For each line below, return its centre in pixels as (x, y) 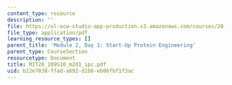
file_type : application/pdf (48, 33)
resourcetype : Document (41, 58)
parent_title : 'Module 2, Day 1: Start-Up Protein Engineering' (101, 45)
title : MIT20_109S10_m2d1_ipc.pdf (57, 64)
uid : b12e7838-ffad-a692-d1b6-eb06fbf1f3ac (71, 71)
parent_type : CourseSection (48, 52)
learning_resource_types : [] (49, 39)
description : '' (30, 20)
